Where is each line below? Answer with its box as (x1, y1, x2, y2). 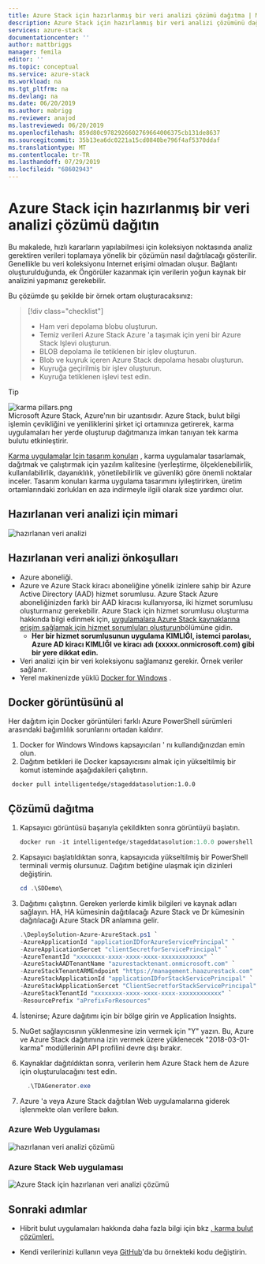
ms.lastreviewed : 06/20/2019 (8, 121, 104, 129)
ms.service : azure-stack (8, 70, 90, 78)
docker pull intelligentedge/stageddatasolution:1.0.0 (11, 781, 196, 789)
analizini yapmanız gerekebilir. (8, 275, 106, 285)
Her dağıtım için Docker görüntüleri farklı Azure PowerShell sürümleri (8, 717, 233, 726)
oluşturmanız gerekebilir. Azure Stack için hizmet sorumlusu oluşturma (19, 606, 249, 615)
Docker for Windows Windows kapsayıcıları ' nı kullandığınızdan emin (19, 740, 245, 750)
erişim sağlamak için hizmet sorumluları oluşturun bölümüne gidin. (19, 622, 233, 632)
